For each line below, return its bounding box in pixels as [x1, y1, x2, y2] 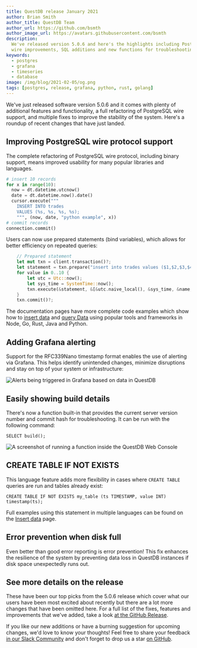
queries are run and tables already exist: [6, 482, 104, 489]
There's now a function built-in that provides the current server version [6, 409, 178, 416]
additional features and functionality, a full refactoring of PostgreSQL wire [6, 107, 184, 114]
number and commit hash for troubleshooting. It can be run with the [6, 415, 170, 423]
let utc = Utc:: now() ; [27, 275, 83, 281]
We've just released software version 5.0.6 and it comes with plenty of [6, 101, 176, 108]
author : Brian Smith [6, 14, 57, 20]
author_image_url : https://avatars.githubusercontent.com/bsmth [6, 31, 167, 36]
